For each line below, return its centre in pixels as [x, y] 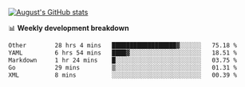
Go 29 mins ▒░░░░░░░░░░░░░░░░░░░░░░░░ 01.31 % [123, 67]
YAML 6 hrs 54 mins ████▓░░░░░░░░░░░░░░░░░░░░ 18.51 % [123, 53]
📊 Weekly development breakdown [69, 28]
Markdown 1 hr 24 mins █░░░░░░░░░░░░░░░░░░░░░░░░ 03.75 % [123, 60]
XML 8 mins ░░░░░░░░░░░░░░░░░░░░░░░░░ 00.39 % [123, 75]
